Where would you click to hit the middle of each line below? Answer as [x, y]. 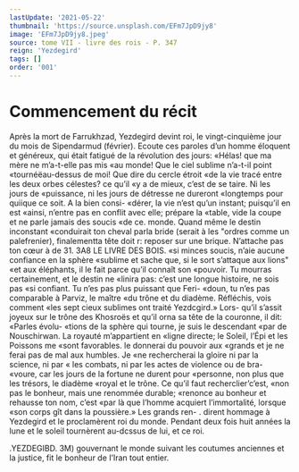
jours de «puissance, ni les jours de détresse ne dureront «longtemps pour [146, 193]
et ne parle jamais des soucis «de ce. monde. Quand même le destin [135, 222]
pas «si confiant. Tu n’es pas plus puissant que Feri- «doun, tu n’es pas [140, 288]
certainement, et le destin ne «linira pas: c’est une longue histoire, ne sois [144, 279]
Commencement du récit [104, 112]
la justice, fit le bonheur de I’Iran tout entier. [89, 458]
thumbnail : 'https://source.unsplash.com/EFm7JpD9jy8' [113, 26]
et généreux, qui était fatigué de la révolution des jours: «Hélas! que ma [141, 155]
